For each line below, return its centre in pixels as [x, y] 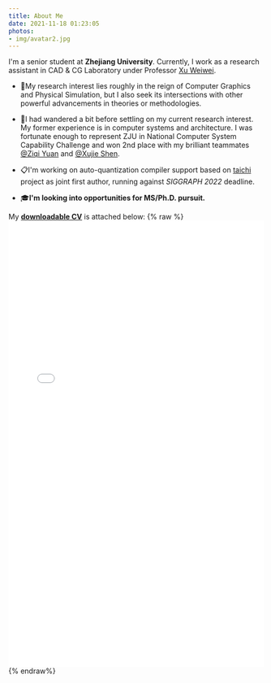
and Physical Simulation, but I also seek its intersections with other [131, 95]
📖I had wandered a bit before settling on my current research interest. [137, 120]
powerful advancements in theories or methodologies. [111, 103]
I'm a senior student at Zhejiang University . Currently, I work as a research [134, 62]
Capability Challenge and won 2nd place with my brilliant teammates [135, 145]
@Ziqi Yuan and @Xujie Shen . [70, 154]
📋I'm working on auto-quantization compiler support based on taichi [135, 170]
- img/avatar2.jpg [39, 39]
